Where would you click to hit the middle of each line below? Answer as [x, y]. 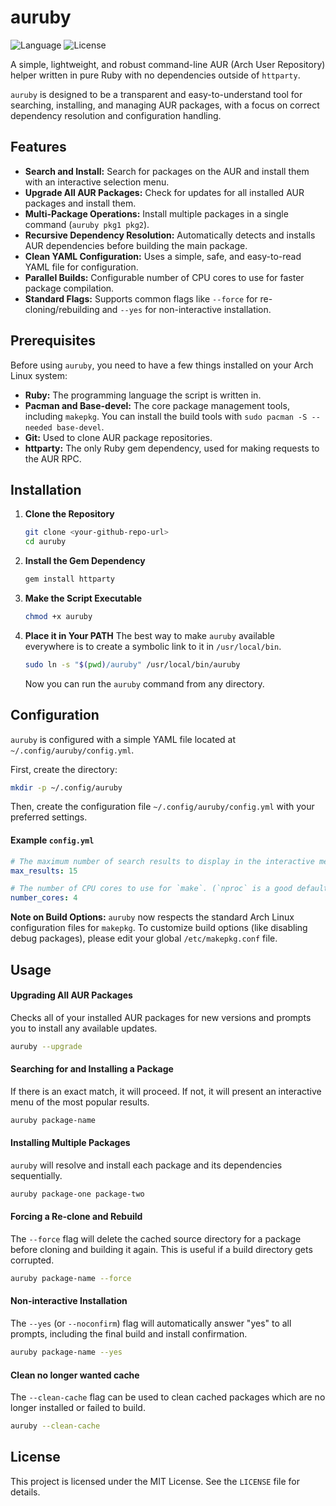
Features [38, 147]
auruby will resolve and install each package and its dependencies [146, 1165]
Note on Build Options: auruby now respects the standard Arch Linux [152, 917]
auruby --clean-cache [55, 1426]
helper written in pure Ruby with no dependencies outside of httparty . [155, 75]
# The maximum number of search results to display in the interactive [162, 861]
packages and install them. [80, 203]
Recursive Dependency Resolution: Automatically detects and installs [170, 235]
